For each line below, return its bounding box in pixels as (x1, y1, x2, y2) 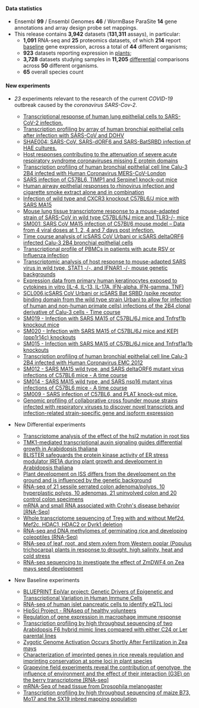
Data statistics (5, 5, 42, 12)
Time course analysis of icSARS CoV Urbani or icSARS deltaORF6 (23, 233, 184, 240)
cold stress (23, 552, 50, 560)
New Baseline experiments (14, 577, 80, 584)
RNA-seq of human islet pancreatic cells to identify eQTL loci (23, 600, 173, 608)
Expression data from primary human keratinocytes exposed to (23, 277, 178, 285)
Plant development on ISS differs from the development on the (23, 470, 176, 478)
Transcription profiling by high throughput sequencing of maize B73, (23, 689, 191, 696)
